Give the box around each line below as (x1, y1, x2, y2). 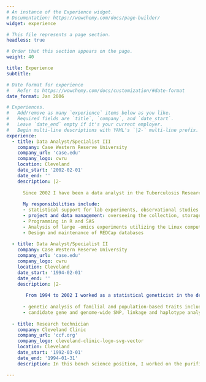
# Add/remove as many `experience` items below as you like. (6, 110, 172, 117)
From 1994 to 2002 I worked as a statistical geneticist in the (25, 292, 193, 299)
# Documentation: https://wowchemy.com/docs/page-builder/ (6, 15, 161, 21)
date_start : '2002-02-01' (17, 167, 84, 173)
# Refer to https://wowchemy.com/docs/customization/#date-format (6, 87, 185, 94)
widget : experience (6, 20, 56, 26)
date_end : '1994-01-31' (17, 355, 78, 361)
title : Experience (6, 65, 53, 71)
